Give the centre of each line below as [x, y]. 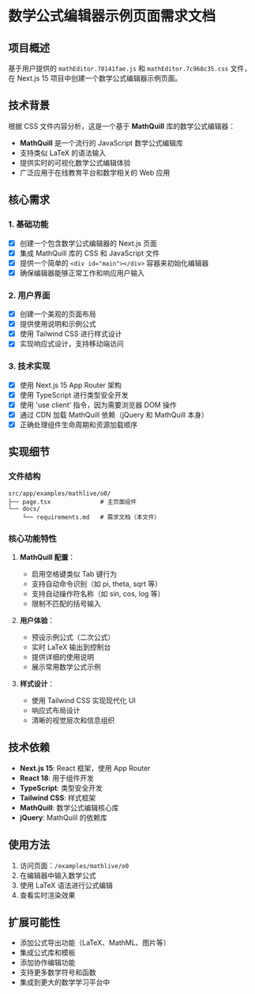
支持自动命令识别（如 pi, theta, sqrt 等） [96, 584]
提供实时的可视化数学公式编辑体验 [75, 162]
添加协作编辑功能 [47, 962]
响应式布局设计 [56, 710]
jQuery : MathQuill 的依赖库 [64, 817]
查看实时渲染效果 [47, 895]
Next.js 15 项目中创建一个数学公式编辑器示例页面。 [99, 78]
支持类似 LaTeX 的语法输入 [63, 153]
